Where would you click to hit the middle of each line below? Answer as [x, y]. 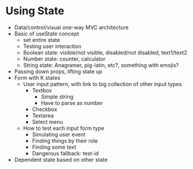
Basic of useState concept [46, 33]
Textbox [42, 90]
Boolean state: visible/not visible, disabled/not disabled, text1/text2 [105, 52]
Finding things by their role [65, 141]
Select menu [47, 122]
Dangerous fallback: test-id [65, 153]
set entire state [41, 40]
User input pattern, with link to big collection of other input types [102, 84]
